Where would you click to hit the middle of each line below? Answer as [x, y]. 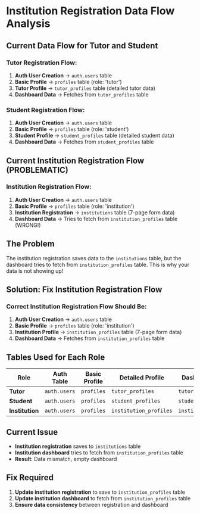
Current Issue [32, 432]
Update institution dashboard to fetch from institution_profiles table [103, 498]
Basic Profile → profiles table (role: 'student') [72, 129]
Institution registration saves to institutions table [78, 446]
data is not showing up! [35, 271]
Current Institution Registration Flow [75, 161]
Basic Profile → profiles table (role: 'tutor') [68, 82]
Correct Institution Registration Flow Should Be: [76, 306]
